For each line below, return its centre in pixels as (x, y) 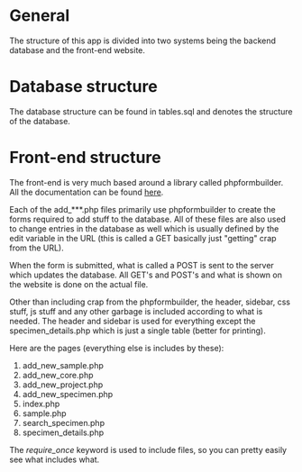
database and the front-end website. (78, 50)
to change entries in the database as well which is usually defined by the (144, 228)
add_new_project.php (63, 385)
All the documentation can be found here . (87, 192)
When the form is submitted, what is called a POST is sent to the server (142, 265)
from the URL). (37, 248)
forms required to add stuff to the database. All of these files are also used (148, 219)
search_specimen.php (64, 422)
